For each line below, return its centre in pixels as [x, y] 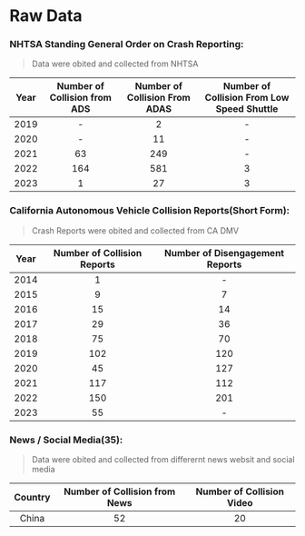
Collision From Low [247, 98]
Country [32, 498]
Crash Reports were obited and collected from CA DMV [135, 230]
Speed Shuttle [247, 109]
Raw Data [46, 16]
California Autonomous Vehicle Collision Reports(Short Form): [150, 211]
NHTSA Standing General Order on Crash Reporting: [127, 45]
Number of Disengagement [224, 253]
